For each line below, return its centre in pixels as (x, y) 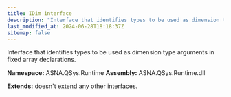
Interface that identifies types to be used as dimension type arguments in (111, 52)
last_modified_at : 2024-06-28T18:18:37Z (66, 26)
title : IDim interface (40, 13)
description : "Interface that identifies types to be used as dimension (113, 20)
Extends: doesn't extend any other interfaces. (73, 86)
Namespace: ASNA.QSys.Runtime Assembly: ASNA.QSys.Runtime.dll (106, 73)
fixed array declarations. (42, 60)
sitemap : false (29, 33)
